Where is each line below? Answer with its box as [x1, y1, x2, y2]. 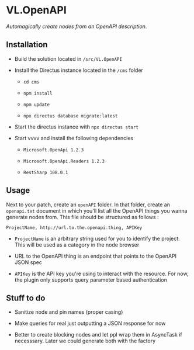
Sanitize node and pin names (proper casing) [14, 309, 123, 316]
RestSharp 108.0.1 [23, 169, 68, 175]
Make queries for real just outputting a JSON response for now [14, 320, 166, 327]
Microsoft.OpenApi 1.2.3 [23, 147, 84, 153]
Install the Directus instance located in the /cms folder [14, 67, 143, 74]
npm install [23, 90, 53, 96]
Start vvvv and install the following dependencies [14, 134, 134, 141]
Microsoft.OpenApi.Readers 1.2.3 [23, 158, 105, 164]
